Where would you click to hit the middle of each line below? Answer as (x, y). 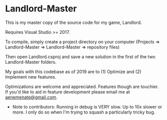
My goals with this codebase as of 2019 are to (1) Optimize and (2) (73, 71)
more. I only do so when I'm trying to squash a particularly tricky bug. (84, 112)
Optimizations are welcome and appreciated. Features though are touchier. (82, 86)
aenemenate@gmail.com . (31, 97)
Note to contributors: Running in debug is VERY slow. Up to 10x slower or (87, 107)
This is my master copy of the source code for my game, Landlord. (74, 22)
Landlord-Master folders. (31, 62)
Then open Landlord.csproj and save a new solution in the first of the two (80, 57)
